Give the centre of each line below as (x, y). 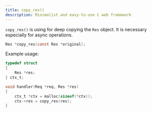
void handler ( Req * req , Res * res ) (42, 87)
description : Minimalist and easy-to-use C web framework (68, 15)
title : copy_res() (25, 10)
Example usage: (22, 54)
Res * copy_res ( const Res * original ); (46, 44)
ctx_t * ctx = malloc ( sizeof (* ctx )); (54, 96)
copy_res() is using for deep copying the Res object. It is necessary (76, 29)
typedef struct (21, 63)
